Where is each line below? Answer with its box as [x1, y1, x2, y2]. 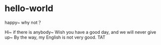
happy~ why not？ [4, 19, 42, 25]
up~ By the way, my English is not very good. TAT [4, 34, 106, 40]
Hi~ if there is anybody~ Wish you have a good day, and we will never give [4, 29, 157, 35]
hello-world [4, 3, 54, 14]
